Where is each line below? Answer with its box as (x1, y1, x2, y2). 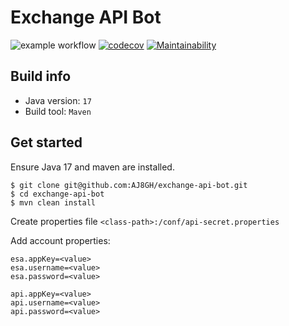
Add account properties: (10, 234, 111, 246)
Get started (10, 134, 83, 151)
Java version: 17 (24, 94, 92, 106)
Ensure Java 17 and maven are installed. (10, 161, 175, 173)
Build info (10, 68, 72, 85)
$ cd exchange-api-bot (10, 189, 105, 199)
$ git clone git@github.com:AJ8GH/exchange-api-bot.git (10, 180, 248, 190)
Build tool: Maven (24, 105, 92, 117)
